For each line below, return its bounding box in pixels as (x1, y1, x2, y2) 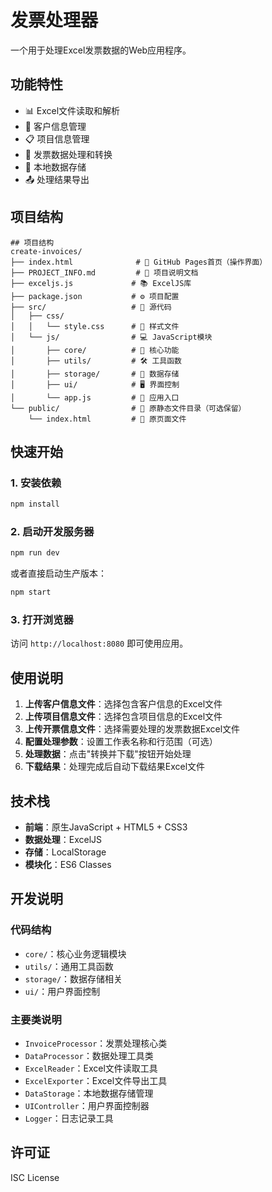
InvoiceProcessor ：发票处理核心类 (24, 1037, 168, 1050)
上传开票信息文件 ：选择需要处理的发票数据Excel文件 (24, 723, 241, 735)
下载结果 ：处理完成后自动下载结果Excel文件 (24, 761, 206, 773)
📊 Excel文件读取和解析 (24, 104, 121, 116)
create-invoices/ (10, 246, 83, 256)
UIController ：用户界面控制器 (24, 1100, 150, 1112)
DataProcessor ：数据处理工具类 (24, 1050, 154, 1062)
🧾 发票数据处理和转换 (24, 148, 113, 160)
